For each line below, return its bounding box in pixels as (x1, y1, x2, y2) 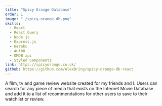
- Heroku (9, 44, 28, 49)
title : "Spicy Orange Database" (5, 7, 72, 12)
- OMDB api (9, 53, 32, 58)
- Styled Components (9, 58, 52, 63)
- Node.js (9, 35, 30, 40)
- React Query (9, 30, 39, 35)
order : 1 (5, 12, 23, 17)
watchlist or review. (5, 96, 44, 102)
